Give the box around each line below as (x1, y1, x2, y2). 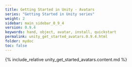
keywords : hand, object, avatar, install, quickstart (5, 30, 117, 34)
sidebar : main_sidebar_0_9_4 (5, 20, 64, 26)
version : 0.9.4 (5, 25, 36, 30)
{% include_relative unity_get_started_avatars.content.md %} (5, 56, 128, 62)
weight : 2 (5, 16, 25, 21)
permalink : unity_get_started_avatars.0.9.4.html (5, 34, 108, 39)
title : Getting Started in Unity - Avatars (5, 7, 95, 12)
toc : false (5, 43, 27, 48)
